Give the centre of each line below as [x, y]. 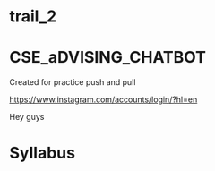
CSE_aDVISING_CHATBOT [107, 58]
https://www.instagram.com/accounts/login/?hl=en [103, 99]
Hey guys [27, 117]
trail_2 [33, 17]
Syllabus [43, 153]
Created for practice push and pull [73, 82]
